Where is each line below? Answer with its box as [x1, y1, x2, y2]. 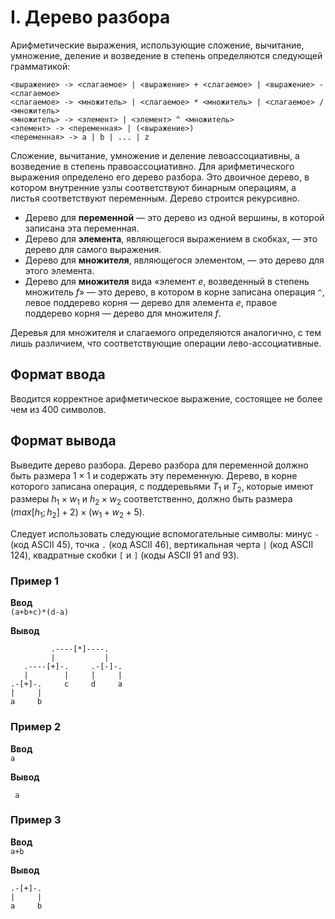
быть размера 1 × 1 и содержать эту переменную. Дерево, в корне [10, 469, 298, 481]
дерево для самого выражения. [24, 243, 162, 255]
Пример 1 [10, 574, 59, 588]
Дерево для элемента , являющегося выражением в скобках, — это [24, 232, 318, 245]
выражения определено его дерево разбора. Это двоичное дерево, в [10, 171, 310, 183]
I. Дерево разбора [10, 6, 171, 29]
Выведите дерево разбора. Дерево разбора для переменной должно [10, 459, 309, 471]
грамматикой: [10, 60, 71, 72]
